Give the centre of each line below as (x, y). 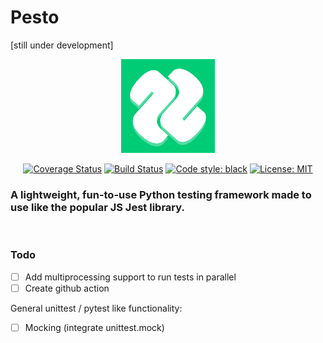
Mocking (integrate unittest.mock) (94, 327)
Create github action (67, 288)
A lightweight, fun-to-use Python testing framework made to (161, 194)
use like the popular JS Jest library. (97, 207)
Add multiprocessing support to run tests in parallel (130, 277)
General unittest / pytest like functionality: (96, 308)
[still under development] (62, 45)
